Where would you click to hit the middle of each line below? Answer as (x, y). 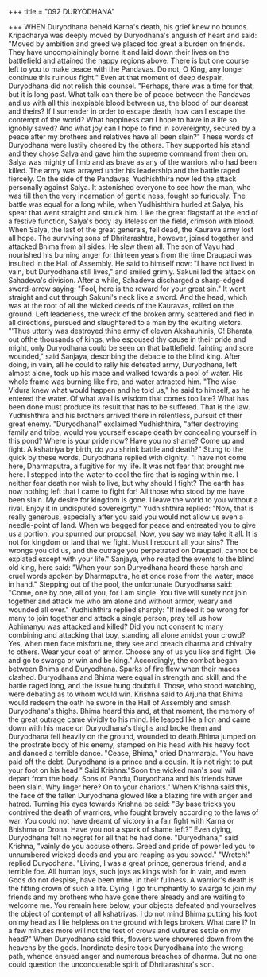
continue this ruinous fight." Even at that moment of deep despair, (116, 78)
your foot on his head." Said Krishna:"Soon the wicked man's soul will (122, 770)
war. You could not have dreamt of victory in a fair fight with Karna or (121, 821)
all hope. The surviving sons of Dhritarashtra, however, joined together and (131, 238)
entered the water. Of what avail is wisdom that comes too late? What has (128, 398)
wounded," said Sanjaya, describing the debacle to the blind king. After (124, 356)
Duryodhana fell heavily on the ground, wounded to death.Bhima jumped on (132, 736)
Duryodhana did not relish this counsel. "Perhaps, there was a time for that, (132, 86)
